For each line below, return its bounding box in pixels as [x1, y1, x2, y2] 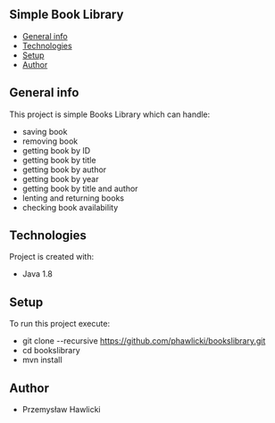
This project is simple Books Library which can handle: [9, 109, 211, 120]
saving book [21, 126, 68, 137]
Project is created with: [9, 252, 95, 262]
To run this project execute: [9, 319, 110, 329]
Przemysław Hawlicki [21, 404, 101, 415]
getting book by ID [21, 145, 91, 155]
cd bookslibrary [21, 345, 80, 356]
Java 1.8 [21, 269, 54, 279]
